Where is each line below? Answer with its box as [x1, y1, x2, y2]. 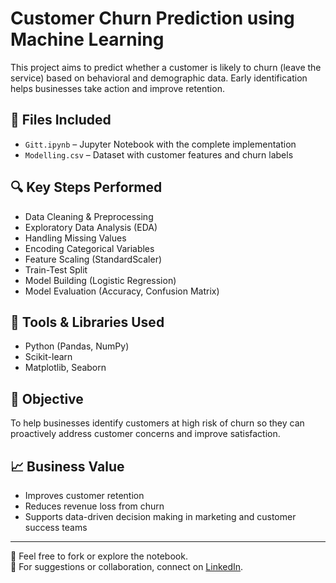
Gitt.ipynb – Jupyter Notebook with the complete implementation [24, 138, 297, 150]
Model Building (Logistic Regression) [24, 274, 177, 286]
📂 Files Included [10, 112, 112, 129]
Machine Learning [10, 28, 165, 51]
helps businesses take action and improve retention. [10, 82, 225, 94]
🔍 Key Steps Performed [10, 179, 163, 196]
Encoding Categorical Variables [24, 242, 155, 254]
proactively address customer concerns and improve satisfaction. [10, 428, 281, 440]
